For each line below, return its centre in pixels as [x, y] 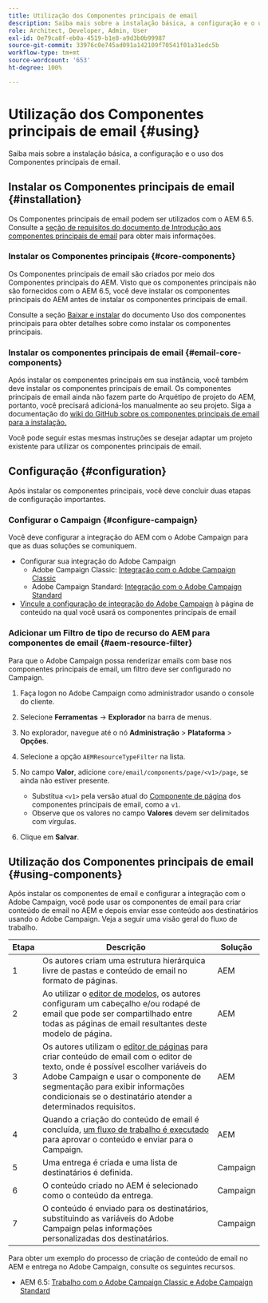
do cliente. [37, 701]
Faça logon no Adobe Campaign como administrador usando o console [137, 693]
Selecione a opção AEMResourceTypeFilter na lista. [102, 756]
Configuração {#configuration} [88, 471]
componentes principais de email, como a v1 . [106, 804]
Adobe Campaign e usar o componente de [122, 1077]
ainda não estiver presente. [65, 780]
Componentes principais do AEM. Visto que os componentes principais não [132, 282]
